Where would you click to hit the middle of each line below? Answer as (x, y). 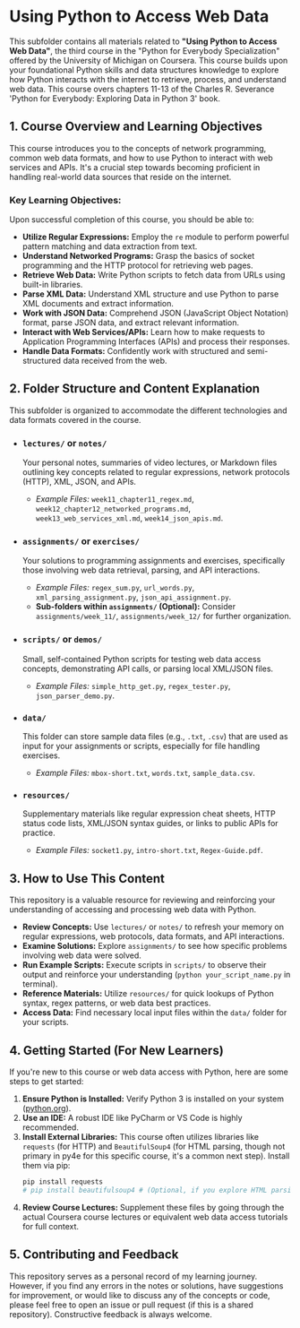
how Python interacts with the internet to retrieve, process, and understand (148, 79)
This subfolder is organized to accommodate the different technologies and (149, 410)
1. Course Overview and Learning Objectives (136, 127)
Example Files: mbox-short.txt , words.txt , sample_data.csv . (145, 773)
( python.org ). (47, 1108)
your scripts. (45, 1022)
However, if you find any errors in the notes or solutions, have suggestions (146, 1285)
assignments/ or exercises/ (81, 541)
